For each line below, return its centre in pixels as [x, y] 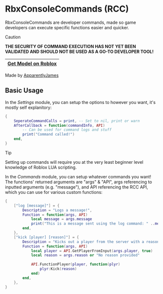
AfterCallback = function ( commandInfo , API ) [59, 125]
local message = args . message [61, 219]
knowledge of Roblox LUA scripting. [41, 167]
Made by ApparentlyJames [32, 75]
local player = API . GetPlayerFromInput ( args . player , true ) [92, 251]
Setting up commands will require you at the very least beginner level [74, 162]
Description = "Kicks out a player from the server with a [83, 242]
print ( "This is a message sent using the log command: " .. [93, 224]
